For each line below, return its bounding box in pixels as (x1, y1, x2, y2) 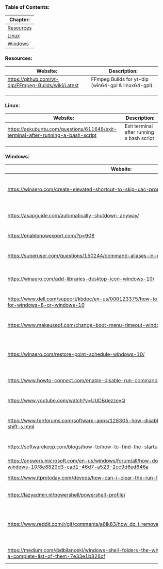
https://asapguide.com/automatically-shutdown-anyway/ (7, 212, 139, 219)
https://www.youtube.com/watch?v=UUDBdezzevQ (7, 397, 125, 404)
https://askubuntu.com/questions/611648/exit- (7, 126, 117, 132)
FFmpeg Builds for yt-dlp (91, 75, 149, 82)
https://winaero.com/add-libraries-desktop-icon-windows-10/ (7, 275, 155, 282)
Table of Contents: (5, 3, 50, 10)
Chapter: (9, 17, 30, 23)
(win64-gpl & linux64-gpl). (91, 82, 154, 89)
